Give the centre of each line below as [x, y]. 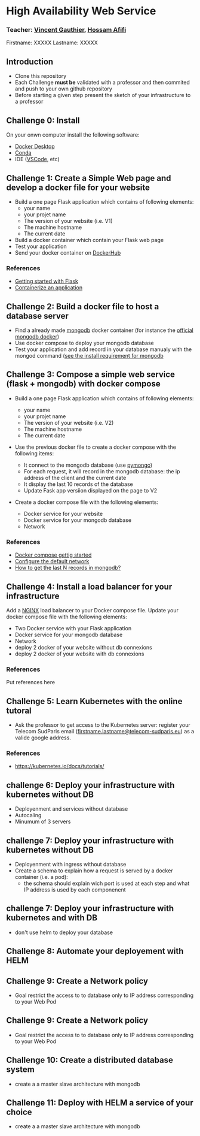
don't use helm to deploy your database [64, 932]
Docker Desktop [35, 146]
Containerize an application [48, 288]
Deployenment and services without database [71, 809]
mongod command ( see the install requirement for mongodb [89, 356]
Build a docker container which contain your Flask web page [89, 240]
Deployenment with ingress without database [70, 864]
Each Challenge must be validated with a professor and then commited [102, 83]
